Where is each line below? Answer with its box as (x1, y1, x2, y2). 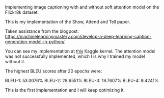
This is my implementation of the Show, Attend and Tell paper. (5, 19, 130, 24)
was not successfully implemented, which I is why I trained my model (5, 53, 145, 59)
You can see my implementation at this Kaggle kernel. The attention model (5, 49, 156, 54)
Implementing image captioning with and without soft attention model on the (5, 4, 160, 10)
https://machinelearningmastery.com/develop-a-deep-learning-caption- (5, 34, 152, 39)
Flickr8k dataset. (5, 9, 39, 15)
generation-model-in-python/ (5, 39, 65, 45)
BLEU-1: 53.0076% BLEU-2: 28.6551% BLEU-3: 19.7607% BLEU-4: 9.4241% (5, 78, 159, 83)
